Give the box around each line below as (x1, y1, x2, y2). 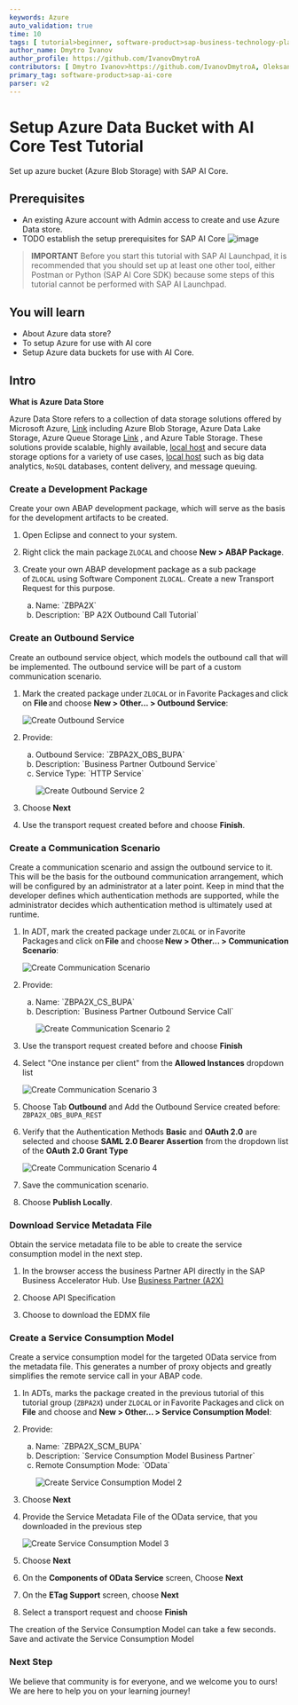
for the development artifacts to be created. (9, 512, 169, 524)
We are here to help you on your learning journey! (9, 1685, 191, 1696)
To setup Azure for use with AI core (21, 338, 153, 349)
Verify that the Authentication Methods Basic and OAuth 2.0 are (21, 1126, 257, 1137)
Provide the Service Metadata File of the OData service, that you (21, 1512, 258, 1522)
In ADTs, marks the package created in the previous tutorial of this (21, 1388, 264, 1399)
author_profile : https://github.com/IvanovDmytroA (9, 54, 200, 63)
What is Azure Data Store (9, 397, 105, 407)
